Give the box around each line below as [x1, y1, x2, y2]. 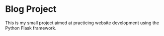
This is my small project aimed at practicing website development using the [5, 20, 160, 26]
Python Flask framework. [5, 25, 57, 31]
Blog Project [5, 3, 57, 15]
